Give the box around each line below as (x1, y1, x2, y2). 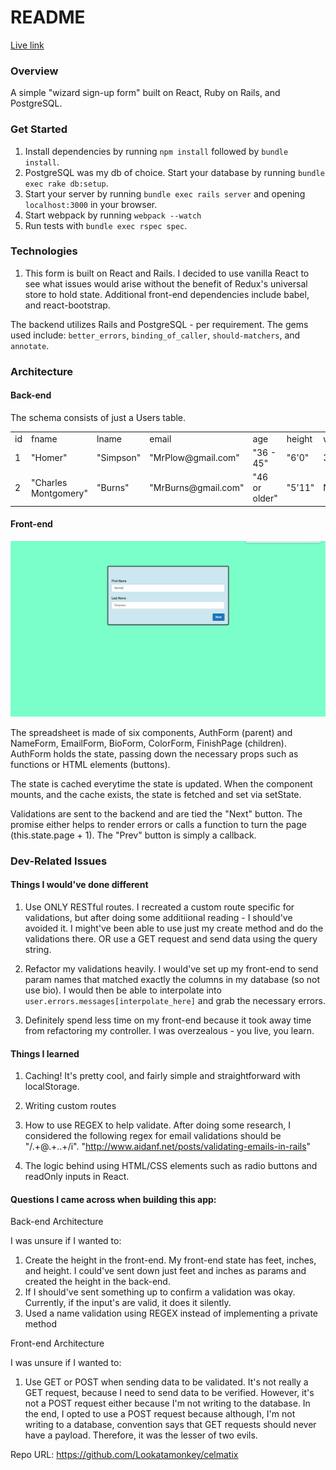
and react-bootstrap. (24, 299, 111, 311)
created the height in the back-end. (24, 1276, 171, 1288)
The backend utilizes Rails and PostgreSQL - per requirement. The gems (10, 318, 309, 330)
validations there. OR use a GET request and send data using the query (24, 933, 318, 945)
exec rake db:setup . (24, 177, 109, 189)
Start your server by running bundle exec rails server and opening (24, 187, 306, 200)
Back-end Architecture (10, 1216, 104, 1228)
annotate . (10, 339, 50, 351)
